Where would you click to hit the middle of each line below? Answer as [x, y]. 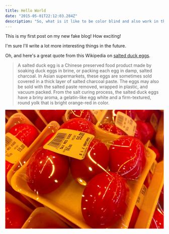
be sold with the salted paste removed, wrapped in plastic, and [82, 87]
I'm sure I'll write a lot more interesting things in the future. [66, 46]
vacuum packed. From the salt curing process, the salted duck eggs [88, 92]
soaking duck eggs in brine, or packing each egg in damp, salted [85, 71]
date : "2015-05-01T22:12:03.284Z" [41, 16]
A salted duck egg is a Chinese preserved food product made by [84, 65]
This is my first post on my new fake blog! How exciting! [63, 36]
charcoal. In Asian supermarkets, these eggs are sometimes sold [84, 76]
